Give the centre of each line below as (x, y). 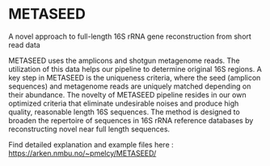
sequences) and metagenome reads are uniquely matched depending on (130, 86)
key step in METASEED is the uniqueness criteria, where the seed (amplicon (135, 77)
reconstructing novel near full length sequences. (89, 129)
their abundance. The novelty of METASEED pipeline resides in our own (127, 94)
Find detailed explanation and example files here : (91, 144)
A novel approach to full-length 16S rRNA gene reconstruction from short (130, 36)
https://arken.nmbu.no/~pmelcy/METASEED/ (82, 153)
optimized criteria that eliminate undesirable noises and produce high (124, 103)
